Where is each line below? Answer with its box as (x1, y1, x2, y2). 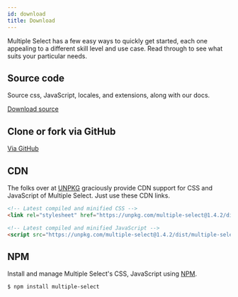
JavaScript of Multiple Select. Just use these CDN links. (7, 191, 170, 200)
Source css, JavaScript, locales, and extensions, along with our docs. (7, 91, 210, 99)
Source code (7, 72, 65, 84)
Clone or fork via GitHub (7, 125, 116, 137)
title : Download (7, 17, 55, 24)
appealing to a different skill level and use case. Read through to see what (7, 44, 223, 53)
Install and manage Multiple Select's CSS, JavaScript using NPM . (7, 269, 197, 278)
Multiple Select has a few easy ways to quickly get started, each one (7, 36, 208, 45)
